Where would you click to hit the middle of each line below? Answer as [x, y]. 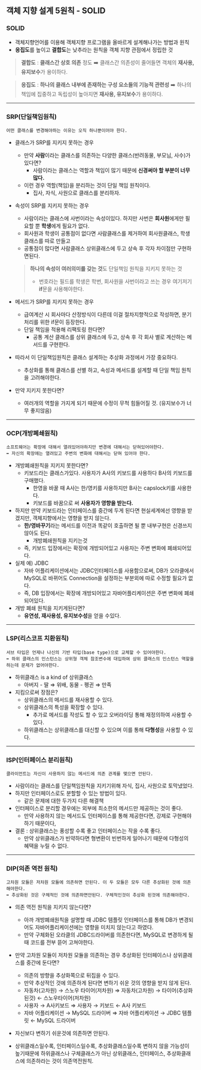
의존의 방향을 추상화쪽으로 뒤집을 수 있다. [72, 976]
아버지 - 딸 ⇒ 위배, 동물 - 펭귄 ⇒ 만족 [68, 684]
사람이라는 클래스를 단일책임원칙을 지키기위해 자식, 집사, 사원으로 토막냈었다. [104, 785]
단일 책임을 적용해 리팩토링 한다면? [64, 329]
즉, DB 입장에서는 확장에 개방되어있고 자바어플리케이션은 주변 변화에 [103, 593]
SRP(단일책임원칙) [31, 117]
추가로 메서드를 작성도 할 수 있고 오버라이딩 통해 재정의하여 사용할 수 [112, 714]
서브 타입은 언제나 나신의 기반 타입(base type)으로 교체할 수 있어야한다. [86, 652]
